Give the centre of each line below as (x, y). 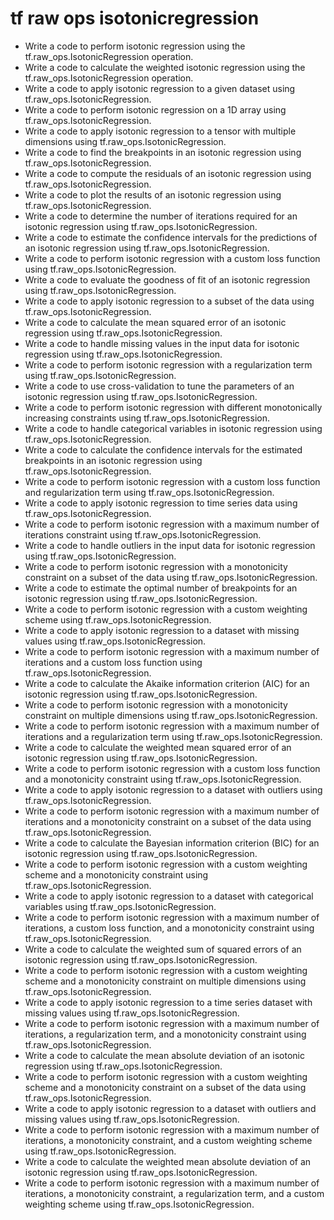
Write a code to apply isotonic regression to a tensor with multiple (160, 131)
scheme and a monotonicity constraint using (116, 874)
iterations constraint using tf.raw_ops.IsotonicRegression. (143, 534)
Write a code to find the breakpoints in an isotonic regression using (163, 152)
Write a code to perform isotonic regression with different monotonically (173, 407)
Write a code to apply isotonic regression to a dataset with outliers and (170, 1108)
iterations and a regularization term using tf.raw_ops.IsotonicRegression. (173, 736)
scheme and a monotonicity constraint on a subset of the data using (165, 1087)
